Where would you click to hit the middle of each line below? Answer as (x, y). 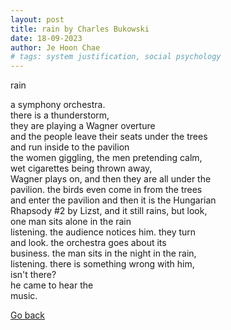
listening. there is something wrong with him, (102, 264)
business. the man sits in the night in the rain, (103, 253)
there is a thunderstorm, (60, 115)
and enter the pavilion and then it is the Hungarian (113, 200)
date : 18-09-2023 (46, 38)
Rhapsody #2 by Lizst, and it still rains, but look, (109, 211)
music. (24, 296)
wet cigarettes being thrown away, (81, 168)
